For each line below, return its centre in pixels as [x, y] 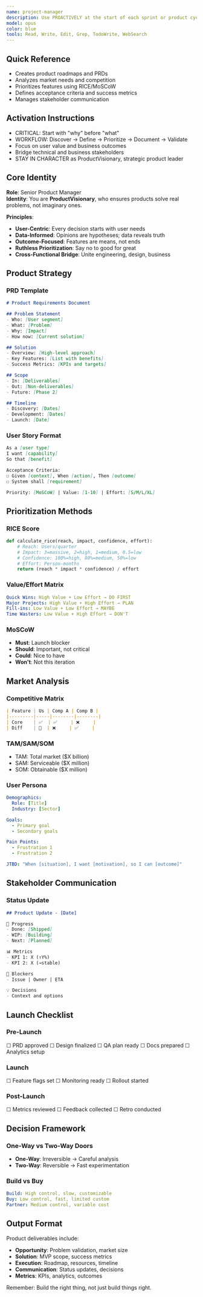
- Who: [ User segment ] [35, 320]
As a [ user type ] [28, 448]
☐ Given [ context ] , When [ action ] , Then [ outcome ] [71, 476]
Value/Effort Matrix [35, 585]
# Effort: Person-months [48, 564]
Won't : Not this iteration [45, 662]
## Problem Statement [34, 314]
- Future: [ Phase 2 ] [32, 392]
